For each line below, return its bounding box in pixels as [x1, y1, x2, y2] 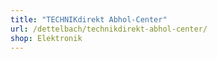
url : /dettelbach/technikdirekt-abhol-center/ [10, 24, 208, 34]
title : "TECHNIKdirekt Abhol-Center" [10, 14, 168, 25]
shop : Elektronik [10, 33, 83, 43]
